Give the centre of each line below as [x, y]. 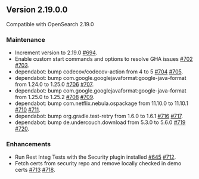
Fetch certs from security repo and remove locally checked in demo [98, 163]
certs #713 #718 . [35, 170]
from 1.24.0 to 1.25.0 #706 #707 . [54, 84]
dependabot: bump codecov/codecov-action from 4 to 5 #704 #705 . [99, 72]
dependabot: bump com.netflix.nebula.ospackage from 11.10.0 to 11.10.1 [102, 103]
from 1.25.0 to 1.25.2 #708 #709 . [55, 97]
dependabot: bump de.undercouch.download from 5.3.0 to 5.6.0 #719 [100, 122]
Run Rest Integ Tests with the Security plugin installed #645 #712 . [95, 157]
